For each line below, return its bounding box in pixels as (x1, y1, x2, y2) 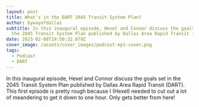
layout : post (6, 8, 38, 15)
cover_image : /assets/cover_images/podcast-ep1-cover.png (6, 42, 152, 48)
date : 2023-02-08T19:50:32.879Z (6, 36, 86, 42)
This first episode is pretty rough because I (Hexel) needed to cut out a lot (6, 87, 187, 95)
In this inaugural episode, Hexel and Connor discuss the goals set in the (6, 75, 181, 82)
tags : (6, 48, 20, 53)
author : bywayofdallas (6, 20, 62, 26)
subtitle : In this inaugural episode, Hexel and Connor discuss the (6, 25, 179, 32)
